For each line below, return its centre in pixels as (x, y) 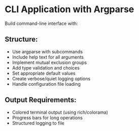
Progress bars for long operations (47, 117)
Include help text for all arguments (48, 57)
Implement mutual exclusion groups (49, 62)
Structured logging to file (38, 123)
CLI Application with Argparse (69, 9)
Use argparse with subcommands (47, 51)
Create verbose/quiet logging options (51, 78)
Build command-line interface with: (41, 23)
